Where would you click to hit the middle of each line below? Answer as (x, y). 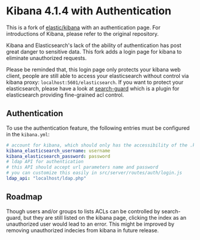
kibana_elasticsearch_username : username (58, 151)
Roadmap (24, 197)
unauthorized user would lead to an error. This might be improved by (90, 224)
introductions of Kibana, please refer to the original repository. (82, 33)
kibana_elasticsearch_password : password (58, 156)
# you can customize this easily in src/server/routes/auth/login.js (94, 173)
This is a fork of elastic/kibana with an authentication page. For (83, 27)
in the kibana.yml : (28, 134)
